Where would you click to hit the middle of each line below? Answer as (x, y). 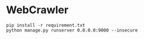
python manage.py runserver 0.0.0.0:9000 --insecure (72, 30)
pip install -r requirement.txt (46, 25)
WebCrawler (37, 10)
